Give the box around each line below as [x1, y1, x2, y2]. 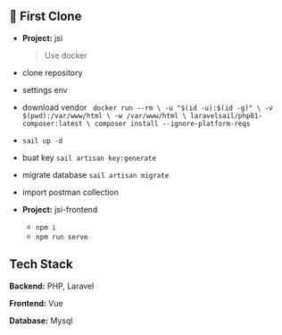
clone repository [21, 67, 83, 78]
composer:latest [21, 119, 83, 128]
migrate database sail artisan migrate [21, 169, 170, 180]
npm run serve [35, 232, 88, 241]
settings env [21, 84, 69, 95]
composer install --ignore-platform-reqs [94, 119, 251, 128]
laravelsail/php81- [190, 111, 263, 121]
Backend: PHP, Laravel [9, 281, 95, 291]
